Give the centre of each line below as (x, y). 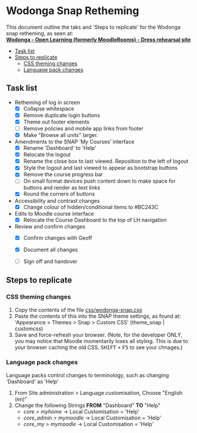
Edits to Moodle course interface (54, 213)
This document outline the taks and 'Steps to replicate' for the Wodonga (94, 27)
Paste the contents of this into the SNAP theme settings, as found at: (98, 316)
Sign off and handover (50, 261)
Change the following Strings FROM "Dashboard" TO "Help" (87, 405)
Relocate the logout (47, 155)
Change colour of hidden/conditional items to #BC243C (91, 207)
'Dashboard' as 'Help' (32, 381)
